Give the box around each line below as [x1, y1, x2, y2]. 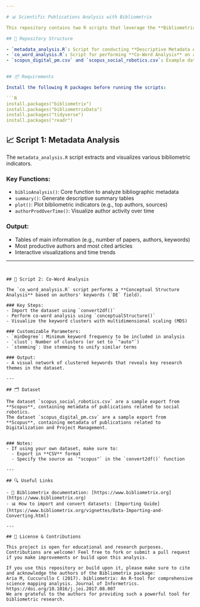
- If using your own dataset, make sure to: [6, 445, 118, 451]
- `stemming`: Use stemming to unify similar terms [6, 344, 137, 350]
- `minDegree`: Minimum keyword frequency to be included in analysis [6, 334, 185, 340]
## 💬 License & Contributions [6, 534, 82, 540]
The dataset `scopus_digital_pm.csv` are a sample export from [6, 414, 167, 420]
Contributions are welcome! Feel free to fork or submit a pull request [6, 549, 190, 555]
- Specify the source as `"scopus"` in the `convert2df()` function [11, 456, 185, 462]
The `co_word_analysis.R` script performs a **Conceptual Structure [6, 286, 180, 292]
